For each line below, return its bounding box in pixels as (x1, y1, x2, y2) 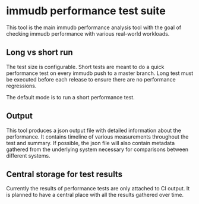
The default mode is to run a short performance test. (6, 93, 135, 101)
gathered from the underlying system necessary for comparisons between (6, 146, 189, 153)
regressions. (6, 82, 37, 89)
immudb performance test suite (6, 4, 166, 18)
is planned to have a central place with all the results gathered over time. (6, 192, 184, 199)
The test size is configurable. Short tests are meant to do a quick (6, 63, 165, 70)
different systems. (6, 152, 50, 159)
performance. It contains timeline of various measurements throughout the (6, 133, 189, 140)
